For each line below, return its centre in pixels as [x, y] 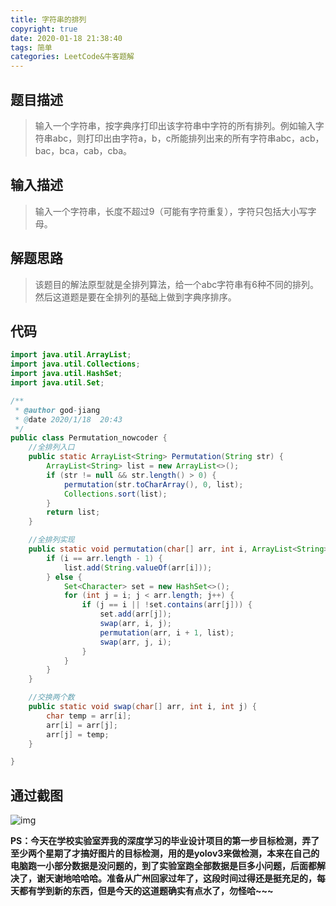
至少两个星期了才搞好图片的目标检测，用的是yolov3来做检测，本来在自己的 [165, 853]
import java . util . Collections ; [75, 364]
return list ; [73, 512]
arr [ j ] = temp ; [78, 734]
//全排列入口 [51, 447]
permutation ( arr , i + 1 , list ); [167, 632]
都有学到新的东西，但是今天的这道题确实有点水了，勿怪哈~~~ [146, 891]
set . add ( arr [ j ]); [135, 614]
